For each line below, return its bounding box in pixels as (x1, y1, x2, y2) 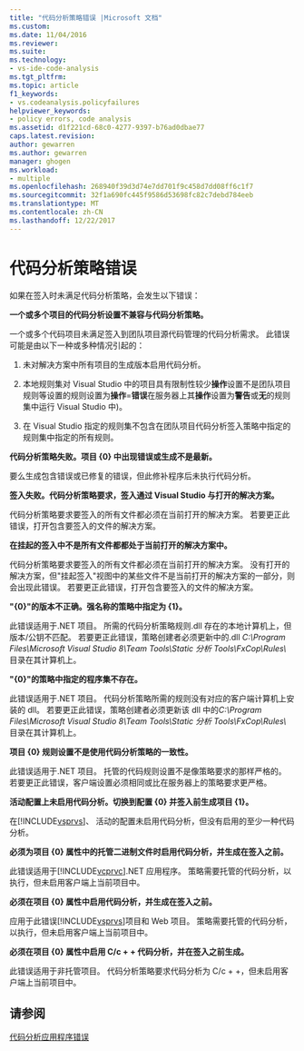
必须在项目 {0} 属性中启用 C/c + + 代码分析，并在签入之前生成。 (9, 946, 250, 957)
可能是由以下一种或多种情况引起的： (9, 340, 145, 351)
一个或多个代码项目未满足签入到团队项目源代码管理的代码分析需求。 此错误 (9, 328, 290, 339)
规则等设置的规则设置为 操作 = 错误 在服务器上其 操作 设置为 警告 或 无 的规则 (22, 390, 291, 401)
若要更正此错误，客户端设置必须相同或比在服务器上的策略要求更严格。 (9, 777, 272, 788)
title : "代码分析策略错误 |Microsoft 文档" (9, 13, 163, 23)
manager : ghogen (9, 156, 71, 166)
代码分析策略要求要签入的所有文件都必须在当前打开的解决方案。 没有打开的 (9, 559, 290, 570)
